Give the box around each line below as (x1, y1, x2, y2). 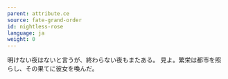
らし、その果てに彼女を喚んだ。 (7, 64, 98, 73)
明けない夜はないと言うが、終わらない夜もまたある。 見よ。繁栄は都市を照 (7, 56, 222, 64)
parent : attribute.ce (7, 10, 70, 17)
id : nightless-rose (7, 23, 64, 30)
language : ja (7, 29, 45, 37)
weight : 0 (7, 36, 36, 43)
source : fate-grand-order (7, 17, 82, 24)
